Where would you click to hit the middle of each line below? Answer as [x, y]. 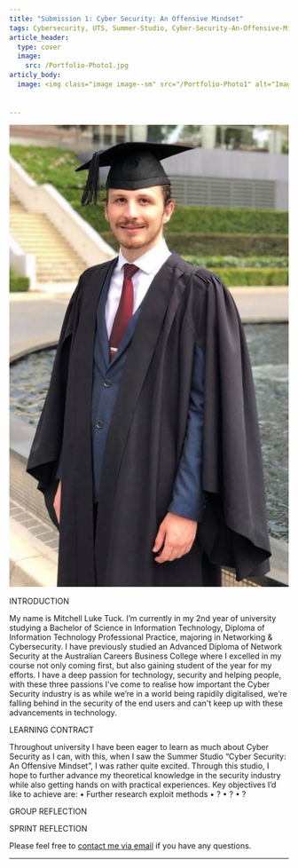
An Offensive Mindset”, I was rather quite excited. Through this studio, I [139, 765]
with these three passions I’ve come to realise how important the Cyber [140, 684]
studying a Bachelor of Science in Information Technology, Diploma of [137, 627]
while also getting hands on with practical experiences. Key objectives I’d [143, 785]
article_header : [39, 37]
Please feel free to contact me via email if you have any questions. [130, 845]
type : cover [39, 47]
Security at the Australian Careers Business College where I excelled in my [145, 656]
